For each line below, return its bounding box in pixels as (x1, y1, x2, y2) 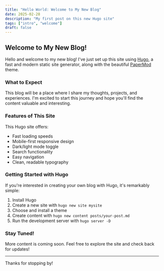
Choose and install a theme (12, 207, 67, 213)
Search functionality (12, 148, 53, 154)
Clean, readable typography (12, 159, 69, 165)
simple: (5, 188, 20, 193)
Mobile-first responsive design (12, 138, 74, 144)
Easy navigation (12, 154, 44, 160)
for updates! (5, 246, 30, 252)
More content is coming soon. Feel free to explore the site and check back (5, 241, 155, 247)
